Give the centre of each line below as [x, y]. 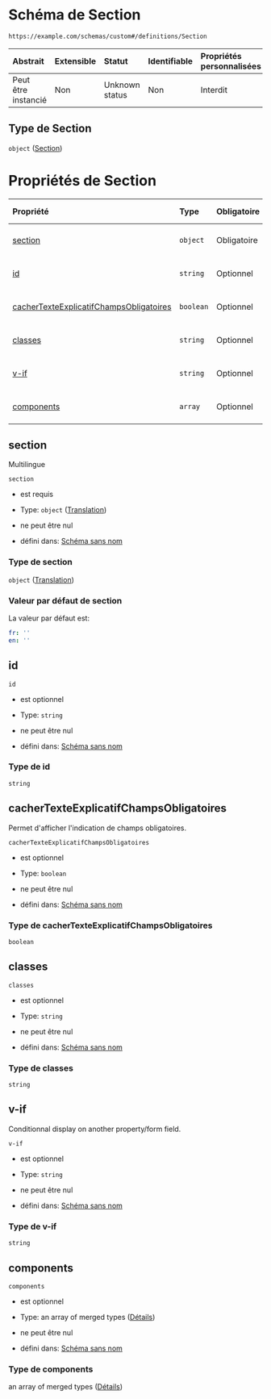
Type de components [51, 1369]
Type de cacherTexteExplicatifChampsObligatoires [110, 925]
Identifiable [171, 61]
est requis [37, 495]
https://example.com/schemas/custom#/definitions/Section [108, 36]
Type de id [29, 766]
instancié [29, 100]
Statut [116, 61]
